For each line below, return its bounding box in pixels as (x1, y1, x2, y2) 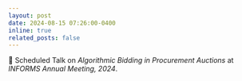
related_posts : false (8, 33, 81, 42)
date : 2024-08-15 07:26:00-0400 (8, 19, 116, 27)
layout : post (8, 11, 52, 20)
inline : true (8, 26, 52, 34)
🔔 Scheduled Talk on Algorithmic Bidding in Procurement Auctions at (8, 56, 234, 65)
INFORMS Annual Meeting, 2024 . (8, 64, 118, 74)
